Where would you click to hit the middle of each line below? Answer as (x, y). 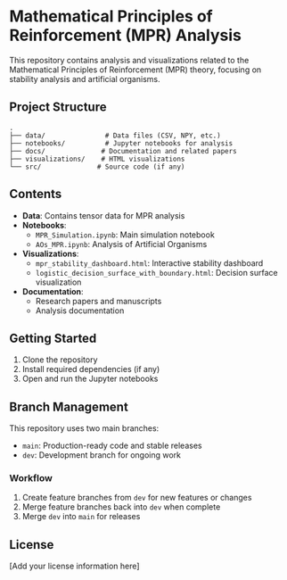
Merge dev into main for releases (81, 517)
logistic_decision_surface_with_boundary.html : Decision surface (156, 272)
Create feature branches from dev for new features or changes (137, 498)
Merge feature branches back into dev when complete (121, 507)
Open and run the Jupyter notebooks (90, 379)
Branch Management (69, 406)
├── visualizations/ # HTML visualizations (97, 159)
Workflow (31, 478)
